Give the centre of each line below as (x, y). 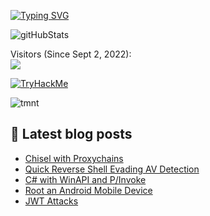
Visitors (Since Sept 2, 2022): (71, 54)
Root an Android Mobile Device (88, 190)
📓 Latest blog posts (71, 134)
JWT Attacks (51, 201)
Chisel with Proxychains (74, 158)
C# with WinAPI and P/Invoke (85, 179)
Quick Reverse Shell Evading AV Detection (112, 169)
